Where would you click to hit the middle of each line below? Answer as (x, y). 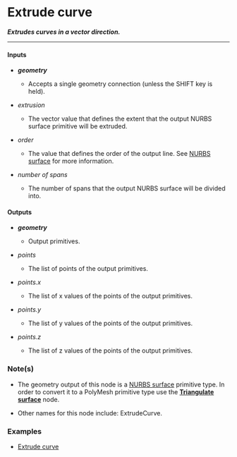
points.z (29, 337)
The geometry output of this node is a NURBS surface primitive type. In (121, 384)
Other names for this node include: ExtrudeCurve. (90, 413)
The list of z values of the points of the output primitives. (110, 351)
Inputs (17, 54)
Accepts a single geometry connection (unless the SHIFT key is (120, 84)
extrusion (31, 105)
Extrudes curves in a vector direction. (64, 32)
